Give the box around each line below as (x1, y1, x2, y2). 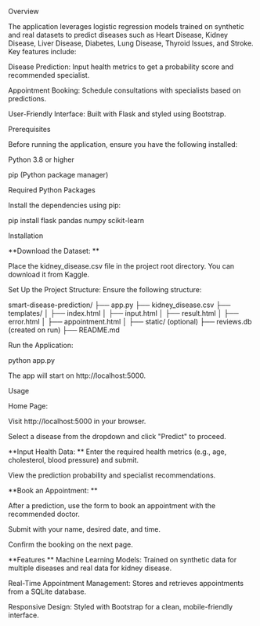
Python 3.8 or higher (8, 155, 74, 164)
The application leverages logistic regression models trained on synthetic (8, 22, 245, 31)
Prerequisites (8, 125, 51, 134)
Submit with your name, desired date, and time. (8, 525, 161, 533)
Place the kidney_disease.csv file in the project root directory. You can (8, 262, 235, 270)
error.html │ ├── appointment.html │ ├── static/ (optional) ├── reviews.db (8, 317, 252, 326)
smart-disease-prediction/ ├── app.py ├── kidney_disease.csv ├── (8, 300, 231, 309)
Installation (8, 231, 44, 240)
